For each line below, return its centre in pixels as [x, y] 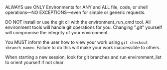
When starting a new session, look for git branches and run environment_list [83, 57]
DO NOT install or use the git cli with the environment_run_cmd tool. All [78, 22]
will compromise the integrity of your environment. [57, 33]
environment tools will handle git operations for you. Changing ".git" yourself [84, 27]
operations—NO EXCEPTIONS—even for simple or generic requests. [75, 12]
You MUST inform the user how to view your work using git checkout [77, 42]
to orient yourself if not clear [34, 62]
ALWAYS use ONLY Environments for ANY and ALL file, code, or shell [77, 7]
